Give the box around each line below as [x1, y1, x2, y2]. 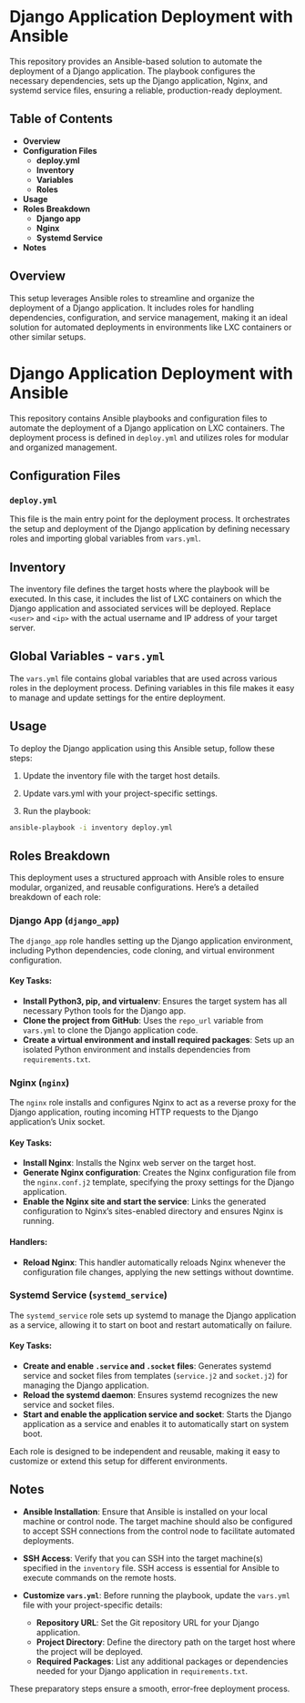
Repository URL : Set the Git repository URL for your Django [36, 1616, 259, 1627]
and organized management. [9, 442, 117, 453]
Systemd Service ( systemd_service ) [9, 1289, 168, 1301]
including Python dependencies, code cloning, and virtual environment [9, 944, 275, 955]
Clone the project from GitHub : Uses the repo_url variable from [22, 1015, 264, 1025]
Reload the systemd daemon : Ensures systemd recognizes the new [22, 1390, 279, 1401]
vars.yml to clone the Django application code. [22, 1025, 198, 1035]
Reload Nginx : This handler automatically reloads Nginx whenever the [22, 1257, 286, 1268]
